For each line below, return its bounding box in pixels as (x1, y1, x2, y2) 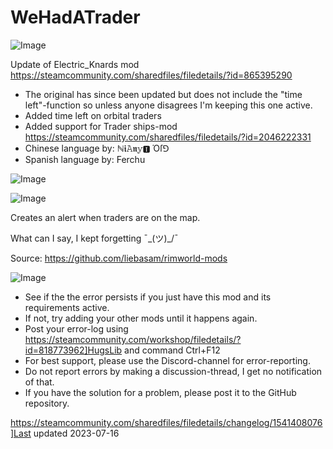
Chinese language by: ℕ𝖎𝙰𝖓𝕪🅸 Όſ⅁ (24, 142, 170, 154)
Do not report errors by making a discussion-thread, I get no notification (24, 365, 323, 377)
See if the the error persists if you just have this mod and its (24, 291, 272, 303)
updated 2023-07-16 (33, 427, 120, 439)
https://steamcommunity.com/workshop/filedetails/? (24, 333, 242, 345)
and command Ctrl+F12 (124, 344, 221, 356)
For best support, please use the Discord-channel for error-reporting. (24, 354, 311, 366)
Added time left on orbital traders (24, 109, 162, 121)
